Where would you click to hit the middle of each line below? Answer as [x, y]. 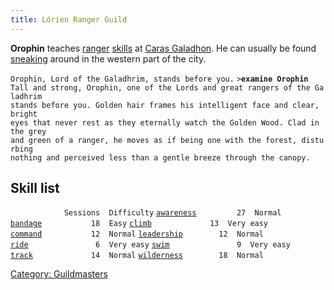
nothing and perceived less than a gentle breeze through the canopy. [160, 157]
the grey [28, 131]
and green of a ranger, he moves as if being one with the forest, [154, 140]
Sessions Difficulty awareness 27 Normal [172, 213]
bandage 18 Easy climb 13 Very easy [139, 224]
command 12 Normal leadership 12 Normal [137, 234]
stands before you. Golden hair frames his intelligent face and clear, [165, 105]
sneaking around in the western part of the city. [108, 58]
